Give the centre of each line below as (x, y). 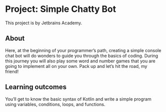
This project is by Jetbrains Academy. (44, 23)
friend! (12, 71)
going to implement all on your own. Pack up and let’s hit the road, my (76, 66)
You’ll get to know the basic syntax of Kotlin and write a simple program (78, 99)
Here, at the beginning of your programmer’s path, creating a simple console (83, 50)
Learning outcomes (36, 87)
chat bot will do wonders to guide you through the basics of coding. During (82, 56)
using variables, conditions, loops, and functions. (55, 104)
